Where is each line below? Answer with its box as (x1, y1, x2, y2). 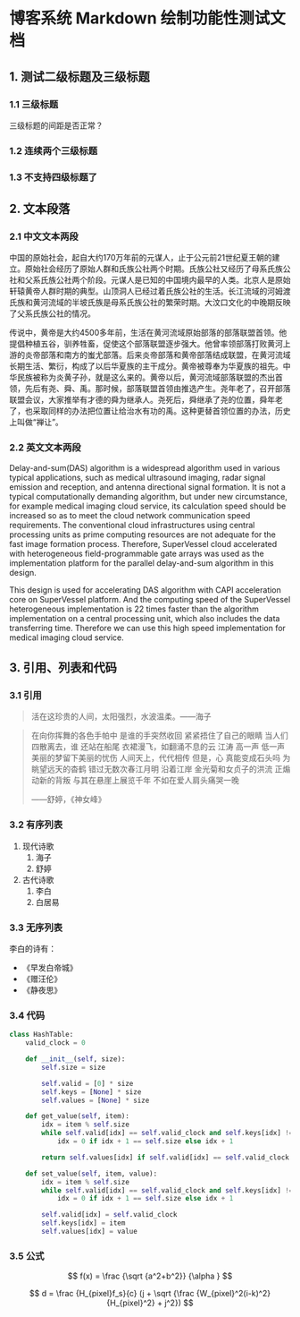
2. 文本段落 (9, 201, 71, 217)
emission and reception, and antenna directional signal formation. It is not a (9, 481, 286, 492)
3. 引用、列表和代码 (9, 660, 118, 676)
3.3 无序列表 (9, 921, 63, 934)
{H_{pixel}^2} (106, 1297, 155, 1308)
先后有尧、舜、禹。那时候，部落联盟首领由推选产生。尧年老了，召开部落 (24, 383, 291, 394)
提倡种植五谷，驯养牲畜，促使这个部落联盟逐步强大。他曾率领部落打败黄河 (9, 338, 283, 349)
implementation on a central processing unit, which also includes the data (9, 612, 280, 623)
